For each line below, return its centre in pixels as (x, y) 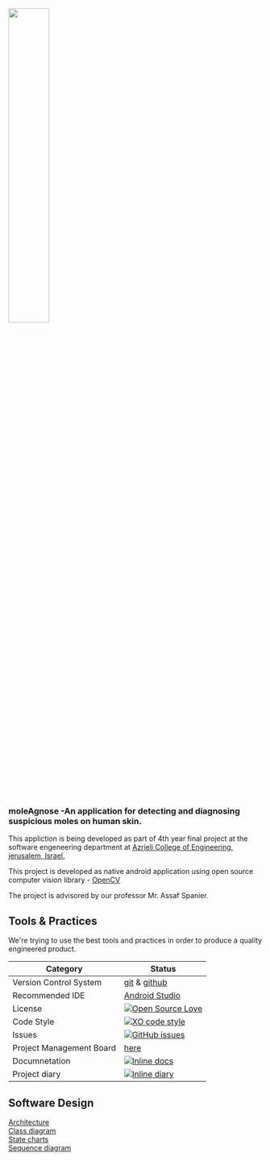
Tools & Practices (53, 921)
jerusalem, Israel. (37, 856)
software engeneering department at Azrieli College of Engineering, (121, 847)
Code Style (33, 1022)
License (27, 1009)
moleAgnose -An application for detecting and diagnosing (124, 811)
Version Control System (57, 983)
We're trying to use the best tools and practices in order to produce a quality (135, 940)
